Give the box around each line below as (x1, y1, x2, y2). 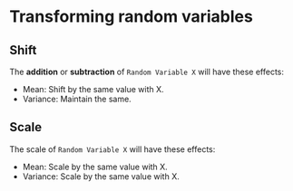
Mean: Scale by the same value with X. (22, 161, 168, 172)
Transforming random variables (9, 6, 254, 27)
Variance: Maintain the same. (22, 93, 132, 104)
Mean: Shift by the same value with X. (22, 84, 165, 94)
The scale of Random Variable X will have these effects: (9, 143, 216, 155)
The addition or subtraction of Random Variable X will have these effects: (9, 66, 284, 77)
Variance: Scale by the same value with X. (22, 170, 180, 182)
